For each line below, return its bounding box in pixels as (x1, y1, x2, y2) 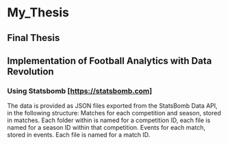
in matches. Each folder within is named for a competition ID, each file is (7, 116, 211, 124)
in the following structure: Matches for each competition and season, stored (7, 109, 221, 117)
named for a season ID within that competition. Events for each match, (7, 124, 205, 132)
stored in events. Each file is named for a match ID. (7, 131, 151, 139)
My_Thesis (7, 5, 70, 20)
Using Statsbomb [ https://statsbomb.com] (7, 86, 153, 96)
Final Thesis (7, 32, 60, 44)
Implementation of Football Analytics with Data (7, 55, 212, 66)
